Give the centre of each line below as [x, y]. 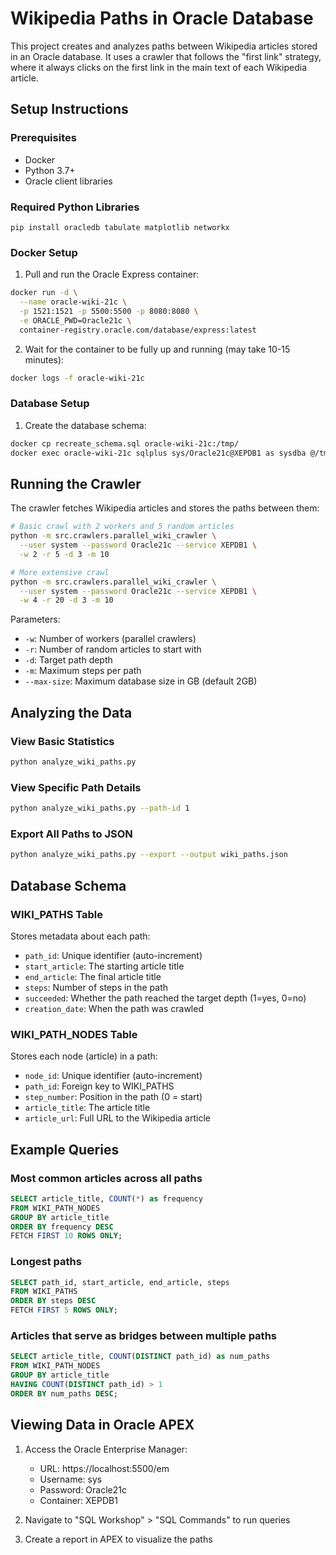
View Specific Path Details [76, 787]
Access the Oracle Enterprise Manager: [106, 1449]
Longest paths [46, 1262]
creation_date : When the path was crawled [114, 1008]
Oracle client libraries [68, 181]
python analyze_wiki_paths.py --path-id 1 [100, 808]
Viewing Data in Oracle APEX [102, 1425]
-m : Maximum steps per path [83, 671]
